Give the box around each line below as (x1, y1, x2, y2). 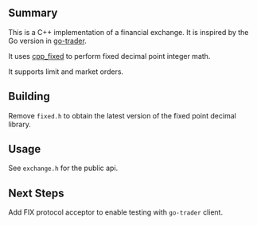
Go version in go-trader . (8, 36, 88, 45)
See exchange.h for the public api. (8, 163, 119, 173)
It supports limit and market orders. (8, 67, 124, 76)
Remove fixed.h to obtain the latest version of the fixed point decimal (8, 111, 236, 120)
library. (8, 119, 32, 129)
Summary (8, 6, 58, 20)
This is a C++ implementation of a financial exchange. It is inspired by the (8, 27, 249, 37)
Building (8, 90, 50, 103)
